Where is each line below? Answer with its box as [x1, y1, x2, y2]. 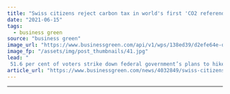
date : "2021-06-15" [7, 16, 63, 23]
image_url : [7, 42, 38, 48]
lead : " [7, 54, 29, 61]
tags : [7, 22, 23, 29]
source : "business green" [7, 35, 81, 42]
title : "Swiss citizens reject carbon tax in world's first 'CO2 [7, 10, 197, 17]
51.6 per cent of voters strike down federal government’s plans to [10, 61, 210, 67]
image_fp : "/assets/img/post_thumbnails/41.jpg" [7, 48, 149, 55]
